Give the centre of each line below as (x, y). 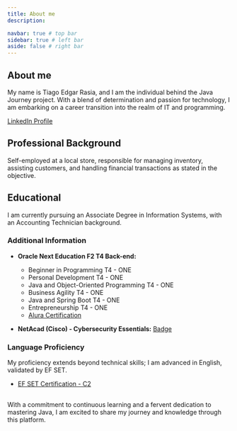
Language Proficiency (46, 347)
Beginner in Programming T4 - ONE (80, 269)
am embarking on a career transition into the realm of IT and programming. (116, 107)
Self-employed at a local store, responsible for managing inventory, (105, 160)
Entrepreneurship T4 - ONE (68, 307)
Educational (34, 198)
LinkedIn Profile (30, 121)
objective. (22, 175)
